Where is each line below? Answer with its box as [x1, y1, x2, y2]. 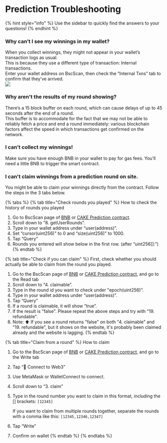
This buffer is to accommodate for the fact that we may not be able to [5, 115, 148, 121]
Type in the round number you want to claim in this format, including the [12, 393, 161, 399]
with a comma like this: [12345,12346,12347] [12, 413, 103, 419]
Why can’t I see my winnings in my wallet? [5, 38, 110, 45]
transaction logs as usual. [5, 55, 58, 61]
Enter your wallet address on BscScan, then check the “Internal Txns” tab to [5, 71, 161, 77]
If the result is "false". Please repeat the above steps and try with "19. [12, 308, 155, 314]
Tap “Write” [12, 423, 36, 429]
